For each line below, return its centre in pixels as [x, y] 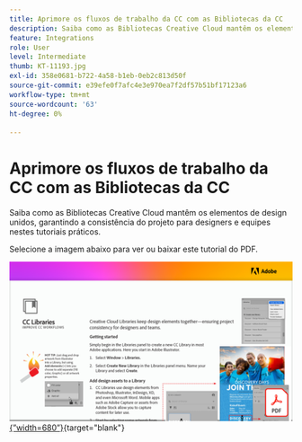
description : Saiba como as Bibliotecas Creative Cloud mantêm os [136, 28]
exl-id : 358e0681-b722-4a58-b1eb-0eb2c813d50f [98, 76]
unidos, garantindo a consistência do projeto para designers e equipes [140, 222]
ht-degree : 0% [36, 114]
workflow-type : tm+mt [50, 94]
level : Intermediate [48, 57]
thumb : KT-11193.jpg [48, 66]
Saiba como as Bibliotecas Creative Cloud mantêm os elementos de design [148, 213]
